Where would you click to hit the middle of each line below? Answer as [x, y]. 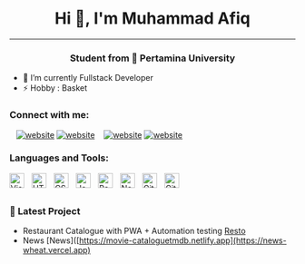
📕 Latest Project [45, 210]
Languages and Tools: [59, 158]
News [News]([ [51, 240]
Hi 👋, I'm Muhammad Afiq [152, 19]
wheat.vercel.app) [56, 250]
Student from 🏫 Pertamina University [152, 58]
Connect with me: [49, 115]
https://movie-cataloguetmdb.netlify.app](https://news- [183, 240]
